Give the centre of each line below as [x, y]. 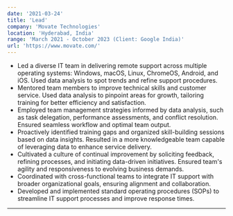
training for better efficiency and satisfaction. [82, 102]
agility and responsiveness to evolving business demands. [101, 169]
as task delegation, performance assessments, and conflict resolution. [118, 117]
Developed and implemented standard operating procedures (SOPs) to [118, 191]
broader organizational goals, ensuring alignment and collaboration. [114, 184]
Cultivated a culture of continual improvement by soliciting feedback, [116, 154]
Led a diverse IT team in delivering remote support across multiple [112, 66]
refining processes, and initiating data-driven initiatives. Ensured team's [120, 161]
